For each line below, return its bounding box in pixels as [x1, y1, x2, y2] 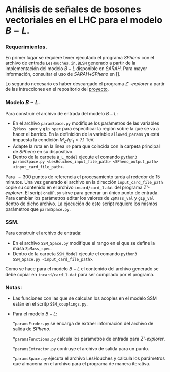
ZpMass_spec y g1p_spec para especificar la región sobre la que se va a [12, 125, 159, 131]
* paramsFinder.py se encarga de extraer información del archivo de [12, 321, 154, 327]
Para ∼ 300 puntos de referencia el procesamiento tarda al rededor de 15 [5, 174, 160, 180]
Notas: [5, 284, 22, 291]
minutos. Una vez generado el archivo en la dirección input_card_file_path [5, 179, 163, 185]
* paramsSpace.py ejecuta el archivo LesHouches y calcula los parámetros [12, 355, 165, 361]
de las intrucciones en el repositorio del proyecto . [5, 86, 109, 92]
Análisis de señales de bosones [5, 4, 141, 15]
